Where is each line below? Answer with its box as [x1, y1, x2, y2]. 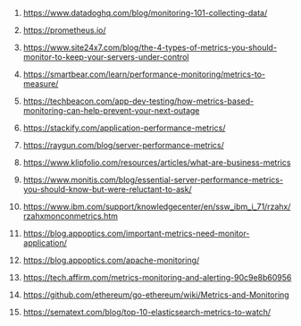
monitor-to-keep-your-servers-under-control [22, 52, 189, 62]
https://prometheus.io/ [22, 25, 106, 35]
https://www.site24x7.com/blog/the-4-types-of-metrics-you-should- [22, 42, 278, 53]
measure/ [22, 79, 59, 88]
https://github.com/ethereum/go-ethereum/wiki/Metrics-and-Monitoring [22, 289, 289, 300]
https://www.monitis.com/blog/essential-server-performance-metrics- [22, 174, 284, 185]
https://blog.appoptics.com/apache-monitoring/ [22, 255, 200, 265]
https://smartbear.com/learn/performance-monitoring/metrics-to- [22, 69, 266, 79]
